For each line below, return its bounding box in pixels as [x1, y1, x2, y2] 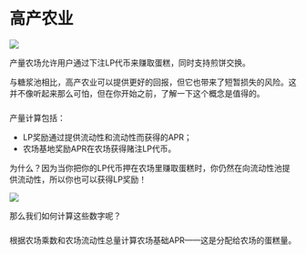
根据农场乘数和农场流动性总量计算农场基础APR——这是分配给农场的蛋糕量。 [9, 234, 297, 246]
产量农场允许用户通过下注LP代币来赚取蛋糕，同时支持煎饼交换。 [9, 56, 250, 68]
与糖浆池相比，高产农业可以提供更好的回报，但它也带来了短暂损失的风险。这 [9, 76, 297, 87]
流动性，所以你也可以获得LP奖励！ [16, 174, 148, 185]
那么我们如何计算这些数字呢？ [9, 210, 121, 221]
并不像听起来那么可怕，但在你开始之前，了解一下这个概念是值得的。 [9, 87, 265, 98]
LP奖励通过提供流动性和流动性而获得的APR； [22, 131, 193, 142]
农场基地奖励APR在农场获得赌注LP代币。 [22, 143, 177, 154]
